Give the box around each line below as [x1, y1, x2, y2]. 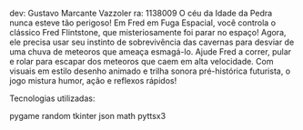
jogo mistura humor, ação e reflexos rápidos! [9, 75, 177, 85]
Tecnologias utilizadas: [9, 93, 96, 104]
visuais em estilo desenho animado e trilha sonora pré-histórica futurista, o [9, 65, 291, 76]
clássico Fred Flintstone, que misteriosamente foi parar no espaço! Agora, [9, 27, 287, 37]
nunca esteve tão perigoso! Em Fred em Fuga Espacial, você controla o [9, 17, 276, 28]
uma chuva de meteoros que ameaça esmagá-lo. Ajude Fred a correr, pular [9, 46, 292, 57]
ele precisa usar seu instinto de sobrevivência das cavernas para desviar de [9, 36, 295, 47]
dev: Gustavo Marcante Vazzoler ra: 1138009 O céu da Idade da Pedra [9, 8, 273, 18]
